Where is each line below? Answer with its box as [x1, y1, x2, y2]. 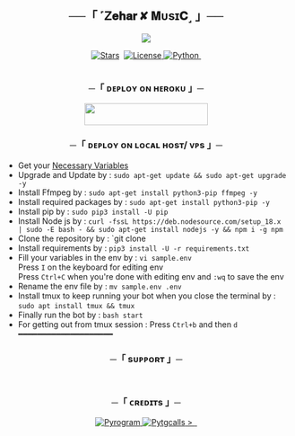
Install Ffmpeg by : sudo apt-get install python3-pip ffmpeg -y [17, 187, 258, 198]
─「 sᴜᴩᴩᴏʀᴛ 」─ [109, 352, 183, 365]
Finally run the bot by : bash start [17, 309, 143, 320]
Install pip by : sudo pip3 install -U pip [17, 206, 169, 217]
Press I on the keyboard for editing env [17, 262, 164, 272]
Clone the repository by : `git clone [17, 233, 146, 244]
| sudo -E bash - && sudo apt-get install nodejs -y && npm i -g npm [17, 225, 284, 234]
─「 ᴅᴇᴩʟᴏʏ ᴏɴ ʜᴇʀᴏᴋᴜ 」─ [88, 82, 204, 94]
